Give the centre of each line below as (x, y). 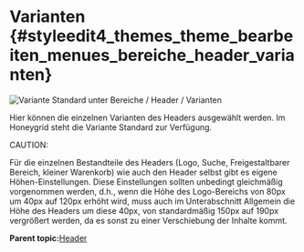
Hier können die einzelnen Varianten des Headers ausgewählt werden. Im (147, 117)
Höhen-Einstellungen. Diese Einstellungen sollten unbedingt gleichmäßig (146, 181)
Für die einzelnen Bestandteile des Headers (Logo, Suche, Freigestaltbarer (150, 162)
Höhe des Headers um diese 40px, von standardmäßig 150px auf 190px (144, 210)
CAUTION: (29, 145)
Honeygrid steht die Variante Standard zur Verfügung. (111, 127)
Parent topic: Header (48, 237)
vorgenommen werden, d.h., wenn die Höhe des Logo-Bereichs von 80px (147, 191)
